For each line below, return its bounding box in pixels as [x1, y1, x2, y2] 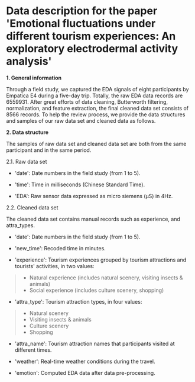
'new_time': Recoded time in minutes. [14, 244, 106, 252]
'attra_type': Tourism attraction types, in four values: [14, 298, 142, 305]
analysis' [6, 55, 52, 68]
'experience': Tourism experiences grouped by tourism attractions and [14, 256, 187, 263]
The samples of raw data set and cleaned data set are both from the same [6, 140, 187, 147]
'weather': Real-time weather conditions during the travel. [14, 358, 155, 365]
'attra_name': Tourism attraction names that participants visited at [14, 340, 175, 347]
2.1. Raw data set [6, 158, 47, 165]
